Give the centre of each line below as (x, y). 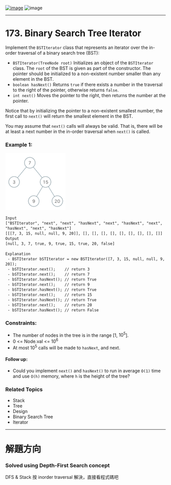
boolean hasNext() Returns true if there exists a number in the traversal (88, 84)
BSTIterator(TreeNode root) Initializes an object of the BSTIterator (83, 63)
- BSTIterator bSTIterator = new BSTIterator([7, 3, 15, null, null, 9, (86, 259)
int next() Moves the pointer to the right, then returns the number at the (89, 95)
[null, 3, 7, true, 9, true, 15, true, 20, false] (60, 244)
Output (12, 239)
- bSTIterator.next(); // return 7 (49, 274)
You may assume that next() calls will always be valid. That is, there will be (84, 126)
